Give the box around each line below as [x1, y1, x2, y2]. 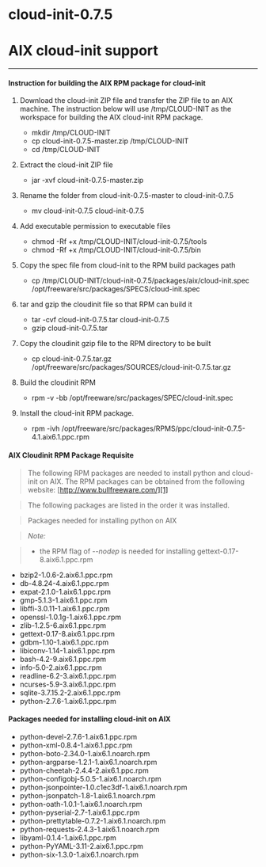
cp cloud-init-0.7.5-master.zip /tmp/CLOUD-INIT [31, 136, 189, 146]
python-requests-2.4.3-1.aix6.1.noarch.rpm [19, 824, 160, 834]
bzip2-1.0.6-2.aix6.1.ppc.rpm [19, 570, 113, 580]
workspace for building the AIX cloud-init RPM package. [19, 112, 203, 122]
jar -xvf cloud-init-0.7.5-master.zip [31, 176, 144, 185]
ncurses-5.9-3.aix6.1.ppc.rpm [19, 679, 116, 689]
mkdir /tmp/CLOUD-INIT [31, 128, 111, 138]
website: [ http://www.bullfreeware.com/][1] [27, 485, 169, 494]
